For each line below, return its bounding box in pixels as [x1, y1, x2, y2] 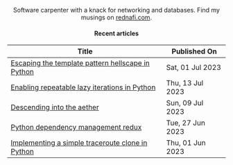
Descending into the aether [10, 103, 99, 112]
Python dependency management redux [10, 123, 142, 132]
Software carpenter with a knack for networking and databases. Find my [12, 6, 221, 14]
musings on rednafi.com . [80, 13, 153, 21]
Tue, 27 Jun [166, 118, 206, 128]
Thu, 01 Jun [166, 138, 206, 148]
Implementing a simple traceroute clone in [10, 138, 148, 148]
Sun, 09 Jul [166, 98, 204, 108]
